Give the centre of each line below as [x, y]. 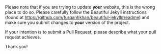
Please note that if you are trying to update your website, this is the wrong [80, 7]
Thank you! [16, 46]
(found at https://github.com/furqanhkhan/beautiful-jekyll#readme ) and [77, 17]
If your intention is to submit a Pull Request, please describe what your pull [80, 32]
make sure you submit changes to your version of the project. [67, 22]
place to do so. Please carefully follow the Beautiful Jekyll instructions [76, 12]
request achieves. [23, 37]
